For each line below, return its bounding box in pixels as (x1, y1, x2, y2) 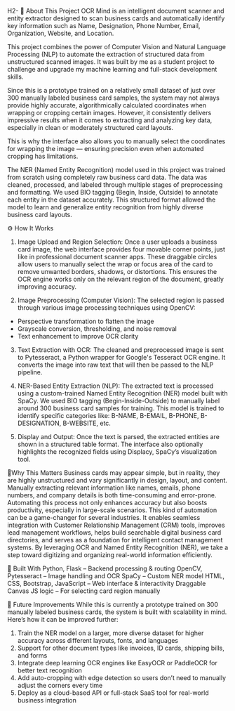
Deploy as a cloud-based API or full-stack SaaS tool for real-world (17, 689, 209, 697)
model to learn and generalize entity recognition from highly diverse (7, 203, 203, 211)
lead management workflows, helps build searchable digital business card (7, 528, 222, 537)
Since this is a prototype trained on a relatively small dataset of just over (7, 86, 216, 94)
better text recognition (17, 666, 83, 674)
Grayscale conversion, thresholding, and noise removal (17, 325, 177, 333)
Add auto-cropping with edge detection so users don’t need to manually (17, 674, 227, 681)
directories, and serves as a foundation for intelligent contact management (7, 536, 223, 544)
